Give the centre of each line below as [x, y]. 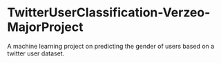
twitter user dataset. [36, 53]
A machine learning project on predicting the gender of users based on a [111, 46]
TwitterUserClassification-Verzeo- [109, 13]
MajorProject [45, 27]
